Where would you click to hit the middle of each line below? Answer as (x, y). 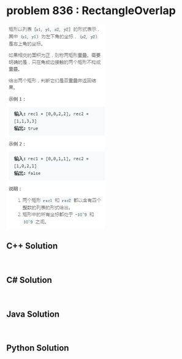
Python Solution (38, 348)
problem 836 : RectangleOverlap (91, 11)
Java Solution (33, 314)
